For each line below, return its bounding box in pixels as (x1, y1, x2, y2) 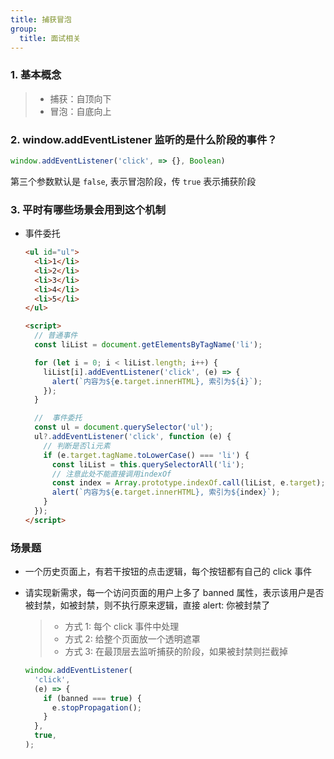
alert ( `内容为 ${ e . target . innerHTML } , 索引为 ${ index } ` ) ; (51, 487, 281, 498)
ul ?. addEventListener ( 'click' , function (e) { (34, 432, 232, 442)
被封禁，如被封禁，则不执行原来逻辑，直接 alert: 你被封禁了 (24, 599, 271, 611)
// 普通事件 (34, 331, 78, 341)
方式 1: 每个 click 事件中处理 (64, 621, 180, 633)
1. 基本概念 (10, 68, 62, 82)
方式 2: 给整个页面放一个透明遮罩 (64, 633, 201, 645)
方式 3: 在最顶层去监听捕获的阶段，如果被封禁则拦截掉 (64, 646, 288, 658)
